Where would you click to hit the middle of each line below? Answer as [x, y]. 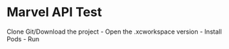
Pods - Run [23, 38]
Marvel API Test [54, 12]
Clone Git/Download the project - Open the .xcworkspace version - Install [114, 31]
